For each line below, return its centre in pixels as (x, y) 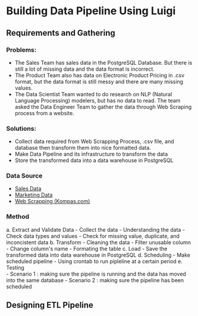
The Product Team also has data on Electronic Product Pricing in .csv (100, 75)
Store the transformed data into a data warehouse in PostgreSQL (94, 160)
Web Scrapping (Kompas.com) (52, 201)
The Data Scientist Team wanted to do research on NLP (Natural (93, 94)
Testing (15, 267)
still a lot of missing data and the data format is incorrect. (84, 69)
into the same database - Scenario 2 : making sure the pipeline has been (95, 280)
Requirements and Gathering (61, 33)
